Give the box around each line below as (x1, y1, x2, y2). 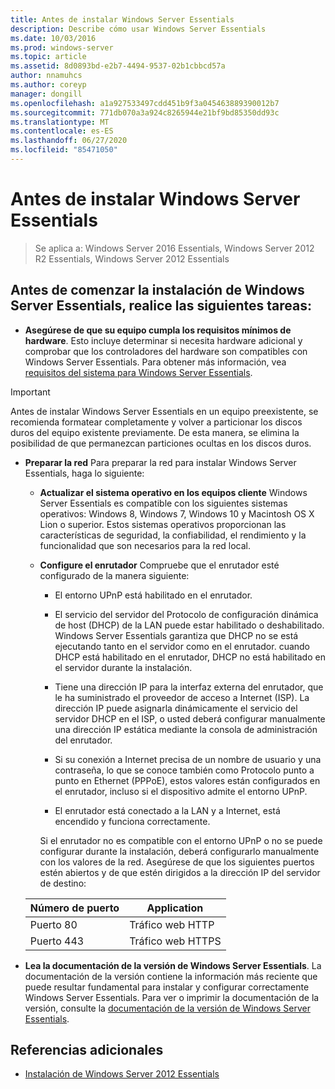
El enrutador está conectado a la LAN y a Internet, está (54, 804, 281, 816)
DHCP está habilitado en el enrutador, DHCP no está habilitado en (54, 651, 326, 663)
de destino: (39, 877, 87, 889)
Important (10, 386, 51, 398)
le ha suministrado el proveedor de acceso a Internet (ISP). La (54, 691, 310, 703)
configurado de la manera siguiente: (39, 569, 190, 581)
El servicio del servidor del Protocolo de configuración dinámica (54, 608, 319, 620)
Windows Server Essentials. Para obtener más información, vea (24, 356, 287, 368)
